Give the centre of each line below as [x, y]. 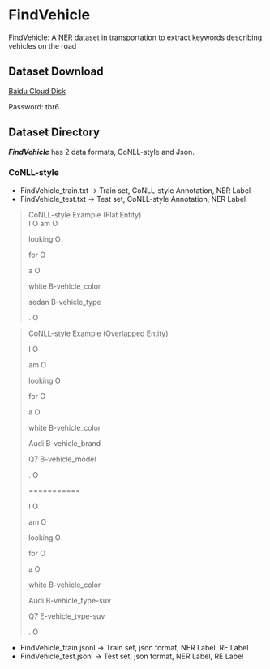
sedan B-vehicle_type [64, 302]
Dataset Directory [54, 133]
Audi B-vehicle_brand [64, 443]
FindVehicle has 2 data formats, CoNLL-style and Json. [101, 152]
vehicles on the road [43, 45]
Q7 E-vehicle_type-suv [66, 616]
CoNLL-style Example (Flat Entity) [85, 214]
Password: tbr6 [34, 106]
